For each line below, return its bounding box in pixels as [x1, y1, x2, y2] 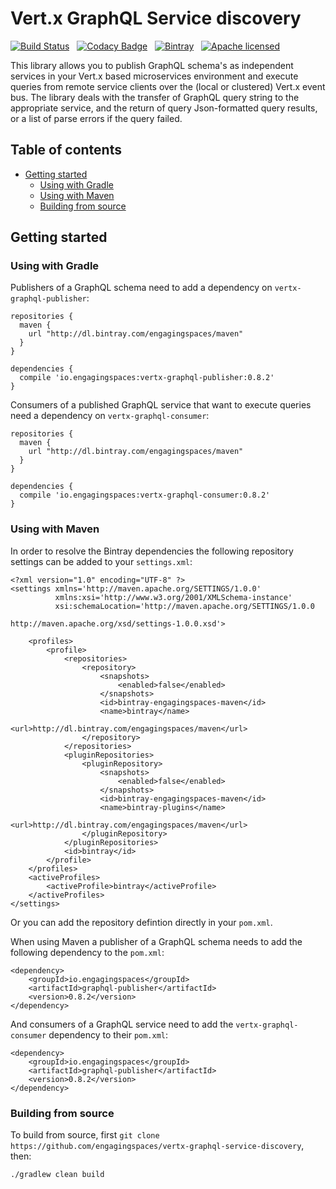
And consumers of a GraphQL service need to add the [10, 1018, 234, 1030]
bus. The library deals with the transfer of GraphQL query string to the [10, 91, 300, 103]
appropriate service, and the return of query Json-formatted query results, [10, 102, 318, 114]
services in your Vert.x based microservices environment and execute [10, 70, 299, 82]
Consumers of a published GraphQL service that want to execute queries [10, 399, 312, 411]
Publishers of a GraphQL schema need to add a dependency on [10, 282, 273, 294]
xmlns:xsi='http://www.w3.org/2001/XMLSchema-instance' [54, 592, 293, 602]
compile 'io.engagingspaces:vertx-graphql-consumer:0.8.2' [19, 490, 271, 501]
